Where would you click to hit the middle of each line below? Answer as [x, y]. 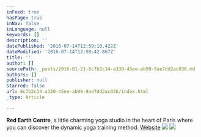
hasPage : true [24, 18]
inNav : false [23, 23]
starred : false [26, 86]
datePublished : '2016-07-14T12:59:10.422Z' [63, 46]
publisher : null [27, 80]
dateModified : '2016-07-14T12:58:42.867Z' [61, 52]
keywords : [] [23, 35]
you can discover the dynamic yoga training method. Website [83, 127]
